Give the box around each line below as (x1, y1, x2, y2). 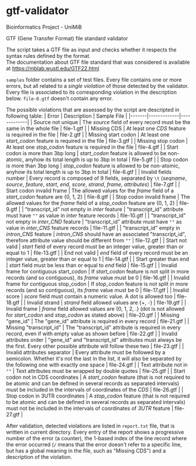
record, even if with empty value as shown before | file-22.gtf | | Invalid (6, 330, 177, 337)
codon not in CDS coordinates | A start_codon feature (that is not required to (6, 374, 191, 381)
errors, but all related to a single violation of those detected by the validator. (6, 82, 189, 89)
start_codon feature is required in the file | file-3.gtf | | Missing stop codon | (6, 137, 188, 144)
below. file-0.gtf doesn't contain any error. (6, 95, 113, 102)
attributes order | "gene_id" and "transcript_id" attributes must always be (6, 336, 183, 343)
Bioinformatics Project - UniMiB (6, 23, 82, 30)
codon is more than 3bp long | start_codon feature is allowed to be (6, 149, 167, 156)
